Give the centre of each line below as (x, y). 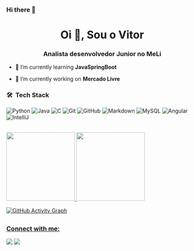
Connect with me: (33, 229)
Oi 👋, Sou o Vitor (102, 35)
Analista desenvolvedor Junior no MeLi (102, 54)
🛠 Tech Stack (28, 95)
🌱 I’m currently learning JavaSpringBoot (66, 67)
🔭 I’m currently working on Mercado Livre (68, 79)
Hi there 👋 (21, 10)
